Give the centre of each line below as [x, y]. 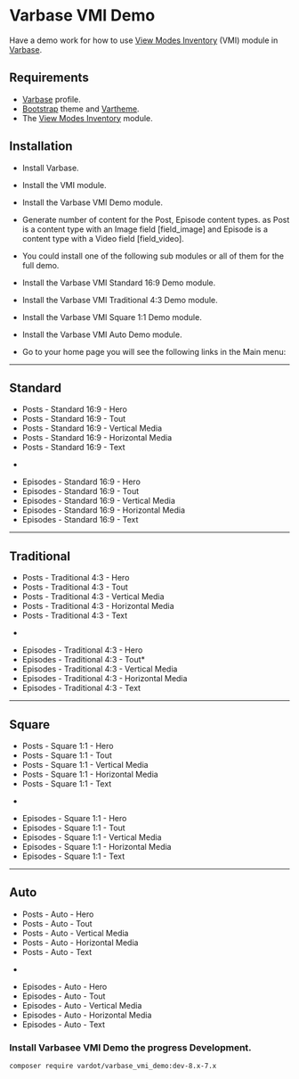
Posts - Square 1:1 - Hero [68, 746]
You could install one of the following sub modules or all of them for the [153, 256]
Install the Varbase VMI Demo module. [92, 202]
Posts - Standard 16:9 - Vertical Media [92, 428]
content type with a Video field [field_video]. [103, 238]
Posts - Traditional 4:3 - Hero [76, 578]
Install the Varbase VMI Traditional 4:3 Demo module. [120, 300]
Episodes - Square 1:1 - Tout [74, 828]
